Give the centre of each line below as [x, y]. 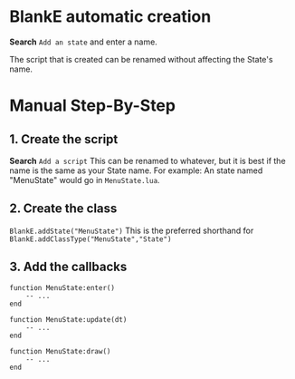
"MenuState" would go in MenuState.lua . [85, 180]
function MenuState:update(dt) [68, 319]
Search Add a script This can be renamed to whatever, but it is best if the [148, 160]
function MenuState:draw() [60, 351]
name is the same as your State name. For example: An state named [136, 170]
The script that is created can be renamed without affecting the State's [141, 59]
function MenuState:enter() [62, 287]
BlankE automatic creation [110, 17]
